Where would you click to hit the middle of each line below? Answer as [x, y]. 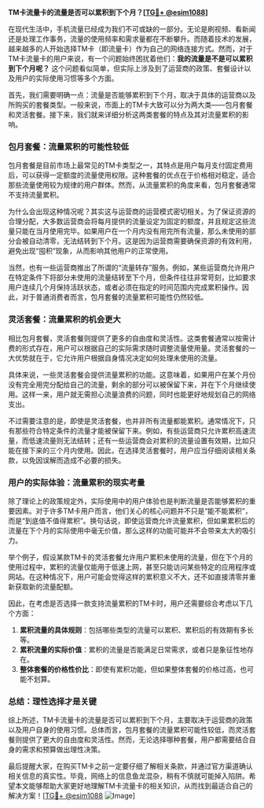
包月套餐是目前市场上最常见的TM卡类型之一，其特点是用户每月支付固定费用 [130, 165]
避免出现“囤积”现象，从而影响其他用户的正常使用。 [90, 251]
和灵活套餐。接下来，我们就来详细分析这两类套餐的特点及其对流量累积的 [125, 114]
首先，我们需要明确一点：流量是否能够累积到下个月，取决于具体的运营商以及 [132, 95]
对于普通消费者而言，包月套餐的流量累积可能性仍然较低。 [115, 297]
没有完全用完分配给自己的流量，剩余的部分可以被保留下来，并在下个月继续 [128, 384]
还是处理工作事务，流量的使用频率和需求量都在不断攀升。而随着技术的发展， [132, 39]
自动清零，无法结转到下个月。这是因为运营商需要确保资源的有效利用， [142, 241]
